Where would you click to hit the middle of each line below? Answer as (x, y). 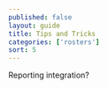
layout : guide (35, 26)
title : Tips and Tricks (52, 33)
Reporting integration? (49, 75)
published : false (40, 17)
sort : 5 (23, 50)
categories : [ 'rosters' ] (54, 42)
